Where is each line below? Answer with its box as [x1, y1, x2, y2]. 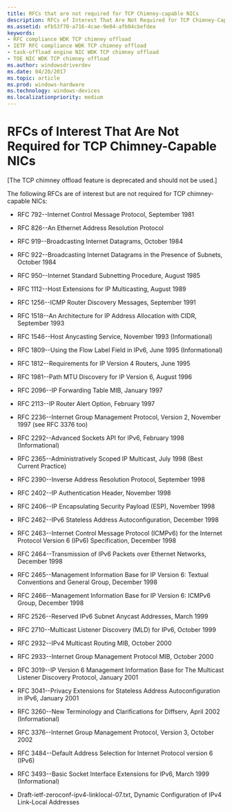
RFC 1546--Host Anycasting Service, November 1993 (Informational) [17, 332, 213, 340]
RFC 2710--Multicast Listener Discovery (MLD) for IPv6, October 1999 [17, 625, 216, 634]
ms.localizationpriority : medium [7, 94, 104, 101]
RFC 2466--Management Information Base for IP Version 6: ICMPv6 [17, 591, 211, 599]
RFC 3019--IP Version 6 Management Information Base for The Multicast [17, 666, 224, 674]
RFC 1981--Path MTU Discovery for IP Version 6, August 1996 [17, 372, 192, 381]
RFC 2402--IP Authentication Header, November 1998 [17, 488, 171, 497]
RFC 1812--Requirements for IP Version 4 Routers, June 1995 [17, 359, 191, 367]
